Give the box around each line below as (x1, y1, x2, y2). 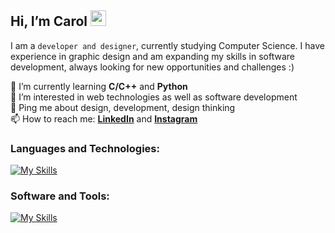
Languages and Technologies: (10, 141, 160, 155)
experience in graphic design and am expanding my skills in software (10, 50, 295, 62)
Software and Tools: (10, 189, 110, 203)
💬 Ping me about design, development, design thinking (10, 101, 236, 113)
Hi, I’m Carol (10, 13, 88, 30)
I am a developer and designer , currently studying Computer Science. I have (10, 39, 325, 51)
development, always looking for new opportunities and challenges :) (10, 61, 295, 73)
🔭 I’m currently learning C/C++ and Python (10, 80, 188, 92)
